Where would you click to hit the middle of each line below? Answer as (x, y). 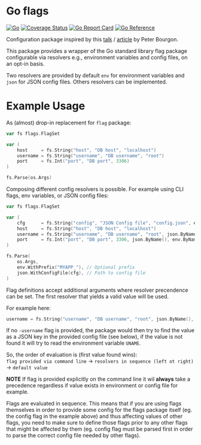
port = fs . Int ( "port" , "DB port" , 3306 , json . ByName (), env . (100, 240)
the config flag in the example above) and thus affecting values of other (95, 416)
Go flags (28, 11)
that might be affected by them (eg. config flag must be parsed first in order (100, 429)
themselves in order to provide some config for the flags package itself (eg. (99, 410)
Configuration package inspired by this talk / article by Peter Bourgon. (92, 39)
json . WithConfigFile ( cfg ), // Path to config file (81, 273)
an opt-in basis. (25, 64)
